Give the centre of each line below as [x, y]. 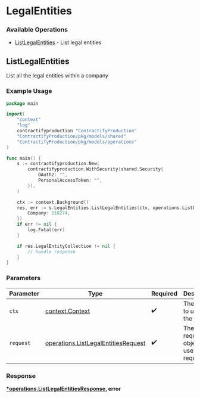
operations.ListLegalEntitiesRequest [95, 343]
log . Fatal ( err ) [46, 230]
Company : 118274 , [49, 213]
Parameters [23, 278]
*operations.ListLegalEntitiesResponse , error [63, 388]
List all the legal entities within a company [57, 76]
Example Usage [29, 91]
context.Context [68, 311]
